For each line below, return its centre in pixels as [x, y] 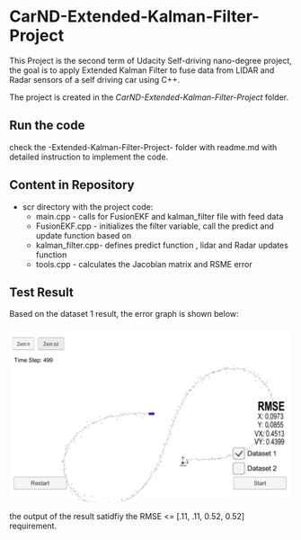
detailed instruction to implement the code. [89, 157]
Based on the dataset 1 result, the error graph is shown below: [124, 314]
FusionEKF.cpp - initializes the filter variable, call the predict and [155, 226]
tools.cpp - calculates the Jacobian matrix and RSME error [144, 264]
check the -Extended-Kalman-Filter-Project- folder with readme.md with [143, 147]
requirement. [33, 526]
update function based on [84, 235]
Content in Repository [72, 185]
